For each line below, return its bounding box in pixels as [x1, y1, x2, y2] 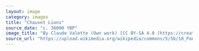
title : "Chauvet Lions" [5, 19, 65, 25]
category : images [5, 14, 49, 20]
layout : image [5, 8, 41, 15]
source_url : [5, 36, 35, 42]
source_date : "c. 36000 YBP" [5, 25, 78, 31]
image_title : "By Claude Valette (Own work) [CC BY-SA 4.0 [5, 30, 155, 36]
